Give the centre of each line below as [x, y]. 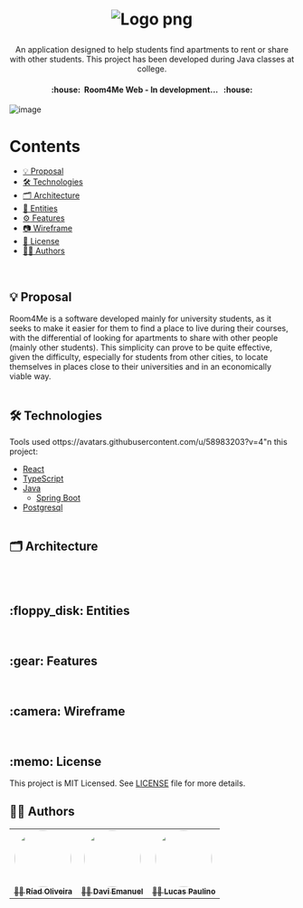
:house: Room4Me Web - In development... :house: [152, 90]
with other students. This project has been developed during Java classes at [152, 60]
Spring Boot [58, 497]
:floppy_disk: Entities [70, 611]
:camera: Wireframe [67, 711]
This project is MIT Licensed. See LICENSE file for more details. [128, 783]
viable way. [30, 376]
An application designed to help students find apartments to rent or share [152, 50]
